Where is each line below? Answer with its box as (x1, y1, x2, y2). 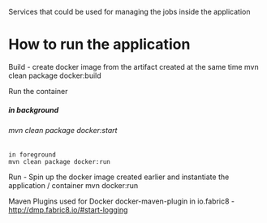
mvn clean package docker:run (8, 157, 111, 165)
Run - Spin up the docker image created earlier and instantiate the (8, 172, 230, 182)
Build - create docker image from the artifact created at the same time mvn (8, 62, 259, 71)
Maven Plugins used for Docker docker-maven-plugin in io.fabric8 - (8, 196, 235, 206)
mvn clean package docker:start (8, 125, 118, 135)
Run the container (8, 86, 68, 96)
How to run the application (8, 36, 191, 54)
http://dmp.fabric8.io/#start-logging (8, 204, 128, 214)
